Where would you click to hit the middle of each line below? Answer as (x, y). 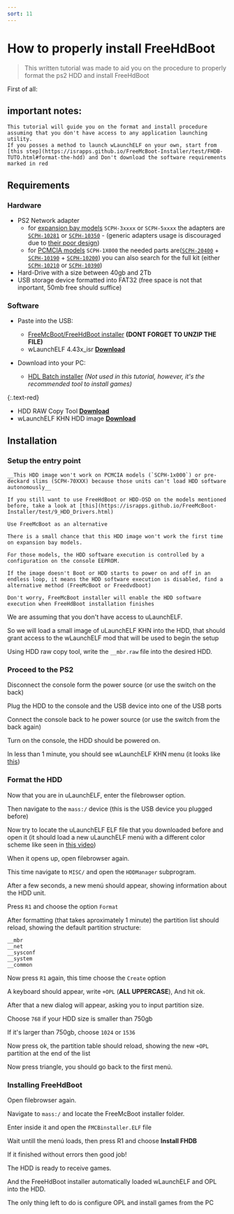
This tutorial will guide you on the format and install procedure (108, 127)
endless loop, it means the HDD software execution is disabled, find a (115, 580)
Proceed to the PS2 (41, 669)
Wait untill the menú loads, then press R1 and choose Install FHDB (102, 1140)
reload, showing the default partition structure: (74, 927)
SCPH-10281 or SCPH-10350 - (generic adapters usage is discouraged (124, 236)
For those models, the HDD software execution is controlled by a (106, 555)
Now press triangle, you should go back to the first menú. (90, 1067)
